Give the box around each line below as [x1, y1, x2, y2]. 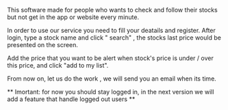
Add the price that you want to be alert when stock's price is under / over [7, 54, 214, 62]
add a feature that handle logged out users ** [7, 95, 136, 103]
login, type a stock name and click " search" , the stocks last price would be [7, 33, 221, 42]
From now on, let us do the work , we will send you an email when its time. [7, 74, 217, 83]
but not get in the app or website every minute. [7, 13, 139, 21]
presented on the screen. [7, 41, 79, 49]
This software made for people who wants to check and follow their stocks [7, 6, 218, 14]
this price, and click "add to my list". [7, 61, 109, 69]
